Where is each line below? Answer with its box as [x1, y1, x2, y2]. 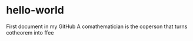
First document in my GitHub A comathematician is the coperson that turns [6, 23, 188, 30]
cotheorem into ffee [6, 29, 54, 36]
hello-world [6, 4, 65, 17]
